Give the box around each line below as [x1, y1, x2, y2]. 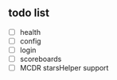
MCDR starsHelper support [19, 63, 109, 73]
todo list [8, 6, 50, 20]
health [19, 27, 41, 36]
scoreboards [19, 55, 62, 63]
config [19, 36, 41, 46]
